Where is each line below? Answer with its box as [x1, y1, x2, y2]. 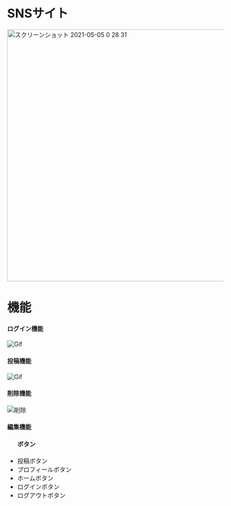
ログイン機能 [7, 324, 43, 332]
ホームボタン [16, 474, 54, 482]
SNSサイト [7, 6, 69, 21]
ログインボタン [16, 483, 60, 491]
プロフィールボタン [16, 465, 72, 474]
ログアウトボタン [16, 491, 66, 499]
